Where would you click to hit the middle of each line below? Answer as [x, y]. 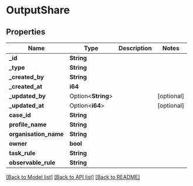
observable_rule [32, 163]
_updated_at [27, 106]
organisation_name [37, 134]
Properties [26, 32]
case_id [20, 115]
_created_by [27, 77]
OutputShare [38, 10]
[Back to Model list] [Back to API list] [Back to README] [73, 177]
